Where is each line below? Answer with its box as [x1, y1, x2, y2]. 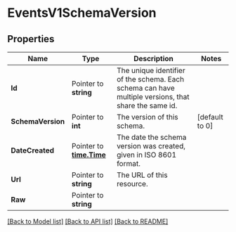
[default [197, 112, 223, 122]
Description [133, 54, 174, 63]
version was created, [117, 141, 186, 150]
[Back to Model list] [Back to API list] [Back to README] [7, 217, 169, 226]
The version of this [117, 112, 179, 122]
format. [117, 159, 140, 168]
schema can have [117, 83, 176, 93]
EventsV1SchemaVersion [7, 5, 157, 21]
